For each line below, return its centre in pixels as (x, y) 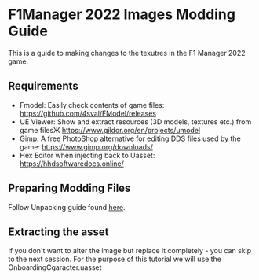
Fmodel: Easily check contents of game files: (92, 105)
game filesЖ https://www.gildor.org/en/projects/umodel (110, 130)
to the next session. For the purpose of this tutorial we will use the (115, 259)
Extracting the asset (58, 232)
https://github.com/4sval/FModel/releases (88, 113)
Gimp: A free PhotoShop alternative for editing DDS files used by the (130, 138)
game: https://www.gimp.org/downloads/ (86, 146)
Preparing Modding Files (69, 188)
